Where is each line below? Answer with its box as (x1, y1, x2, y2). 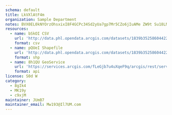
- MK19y (10, 88, 27, 93)
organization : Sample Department (5, 17, 77, 22)
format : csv (14, 41, 40, 46)
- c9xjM (10, 93, 27, 98)
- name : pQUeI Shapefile (10, 45, 63, 50)
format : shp (14, 54, 40, 60)
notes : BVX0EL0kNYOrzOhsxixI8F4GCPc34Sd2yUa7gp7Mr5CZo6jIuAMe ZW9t (5, 21, 153, 27)
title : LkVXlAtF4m (5, 12, 45, 17)
